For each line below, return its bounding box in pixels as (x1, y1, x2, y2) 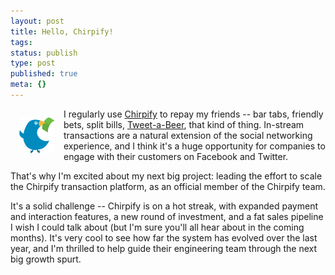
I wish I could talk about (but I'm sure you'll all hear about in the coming (10, 221, 305, 233)
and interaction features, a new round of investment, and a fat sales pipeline (10, 210, 324, 222)
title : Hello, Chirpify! (10, 26, 114, 37)
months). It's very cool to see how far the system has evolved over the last (10, 231, 318, 244)
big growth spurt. (10, 253, 82, 265)
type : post (10, 58, 56, 69)
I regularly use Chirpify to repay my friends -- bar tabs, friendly (63, 108, 324, 120)
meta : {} (10, 80, 47, 90)
